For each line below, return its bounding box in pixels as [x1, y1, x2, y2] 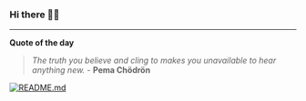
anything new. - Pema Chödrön [31, 65, 151, 76]
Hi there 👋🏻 [9, 8, 60, 21]
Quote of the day [9, 37, 75, 48]
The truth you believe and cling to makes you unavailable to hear [31, 55, 277, 66]
